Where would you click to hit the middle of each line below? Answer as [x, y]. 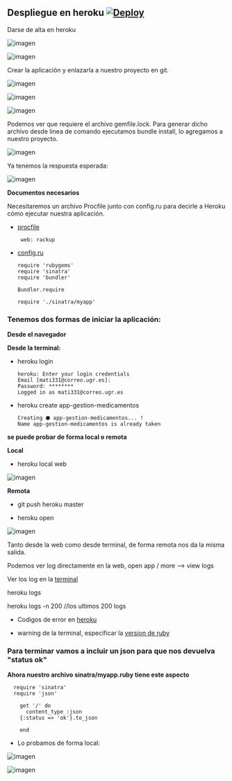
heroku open [35, 518]
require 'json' [35, 694]
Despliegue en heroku [56, 13]
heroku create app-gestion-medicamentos [78, 405]
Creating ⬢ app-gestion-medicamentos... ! [80, 418]
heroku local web [42, 464]
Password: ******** [45, 387]
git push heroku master [50, 504]
